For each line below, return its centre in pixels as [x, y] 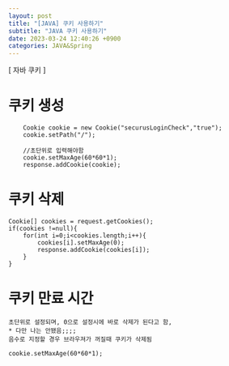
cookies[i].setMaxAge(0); [81, 243]
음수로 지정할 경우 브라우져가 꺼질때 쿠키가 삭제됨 [80, 339]
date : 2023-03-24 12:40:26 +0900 [65, 38]
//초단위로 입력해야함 [53, 151]
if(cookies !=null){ [43, 228]
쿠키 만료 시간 [51, 298]
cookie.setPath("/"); [59, 135]
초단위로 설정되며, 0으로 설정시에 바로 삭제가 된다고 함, [90, 322]
